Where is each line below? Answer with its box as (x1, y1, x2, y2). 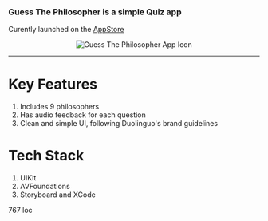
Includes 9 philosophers (19, 102, 100, 112)
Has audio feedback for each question (19, 110, 146, 120)
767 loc (8, 206, 33, 215)
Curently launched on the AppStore (8, 25, 124, 34)
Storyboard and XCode (19, 190, 96, 199)
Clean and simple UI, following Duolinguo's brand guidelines (19, 119, 218, 128)
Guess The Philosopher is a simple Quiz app (8, 6, 182, 18)
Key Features (8, 75, 98, 93)
